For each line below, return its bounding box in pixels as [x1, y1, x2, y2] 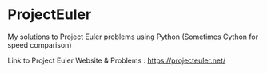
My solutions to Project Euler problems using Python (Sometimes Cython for [7, 32, 259, 41]
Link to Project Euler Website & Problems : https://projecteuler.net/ [7, 56, 226, 65]
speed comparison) [7, 40, 72, 49]
